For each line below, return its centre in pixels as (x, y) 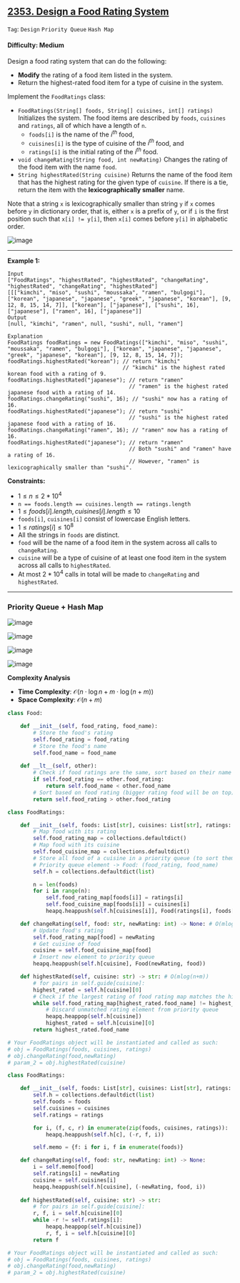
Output (17, 317)
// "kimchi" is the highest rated (174, 367)
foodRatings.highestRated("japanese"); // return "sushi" (95, 411)
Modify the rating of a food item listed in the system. (95, 75)
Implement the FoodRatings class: (56, 96)
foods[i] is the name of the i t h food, (81, 134)
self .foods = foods (62, 1102)
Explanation (25, 336)
